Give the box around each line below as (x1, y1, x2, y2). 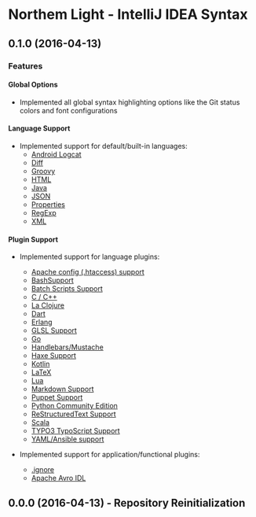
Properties (31, 199, 65, 209)
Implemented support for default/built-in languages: (19, 141, 188, 150)
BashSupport (31, 275, 75, 285)
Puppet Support (31, 393, 83, 402)
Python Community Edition (31, 401, 118, 411)
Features (8, 61, 43, 72)
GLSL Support (31, 326, 77, 335)
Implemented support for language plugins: (19, 252, 160, 261)
